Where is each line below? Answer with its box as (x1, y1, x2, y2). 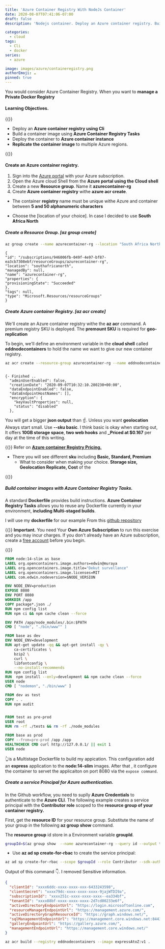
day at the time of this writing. (5, 435, 65, 441)
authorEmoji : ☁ (5, 71, 36, 76)
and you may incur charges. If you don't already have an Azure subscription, (5, 532, 160, 538)
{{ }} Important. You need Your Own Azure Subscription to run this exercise (5, 527, 159, 533)
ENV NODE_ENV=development (5, 638, 58, 643)
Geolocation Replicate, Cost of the (19, 464, 91, 470)
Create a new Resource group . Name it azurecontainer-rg (12, 183, 132, 189)
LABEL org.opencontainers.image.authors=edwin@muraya (5, 561, 118, 566)
